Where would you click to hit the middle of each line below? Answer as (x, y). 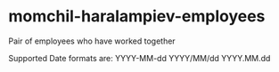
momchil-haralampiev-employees (137, 16)
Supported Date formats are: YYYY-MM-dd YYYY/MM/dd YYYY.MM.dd (139, 58)
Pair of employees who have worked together (92, 41)
